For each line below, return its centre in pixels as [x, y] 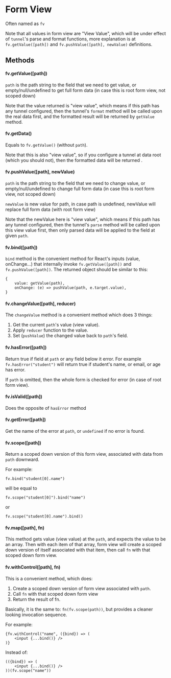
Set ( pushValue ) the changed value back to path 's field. [70, 336]
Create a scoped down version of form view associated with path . [82, 588]
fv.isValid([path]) [24, 396]
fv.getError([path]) [26, 419]
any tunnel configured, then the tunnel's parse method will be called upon [83, 225]
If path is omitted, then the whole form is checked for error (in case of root [83, 380]
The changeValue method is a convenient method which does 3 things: [79, 315]
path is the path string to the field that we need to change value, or [75, 183]
